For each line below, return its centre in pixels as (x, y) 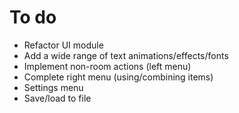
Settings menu (53, 87)
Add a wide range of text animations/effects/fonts (126, 55)
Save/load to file (57, 98)
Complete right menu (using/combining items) (118, 77)
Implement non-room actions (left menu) (107, 66)
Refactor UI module (63, 45)
